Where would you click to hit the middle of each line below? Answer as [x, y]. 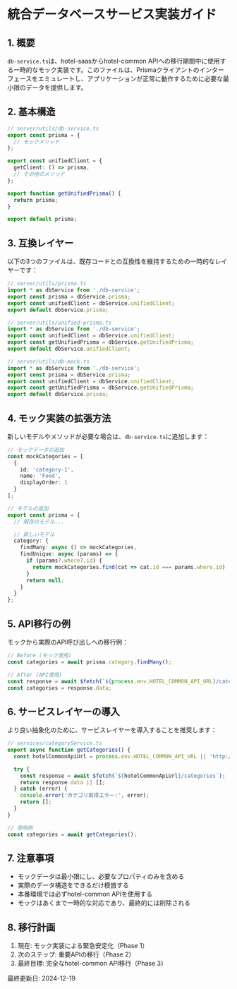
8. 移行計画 [31, 927]
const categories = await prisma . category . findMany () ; [90, 662]
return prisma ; [36, 200]
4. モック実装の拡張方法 [59, 418]
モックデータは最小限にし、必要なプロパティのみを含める [101, 877]
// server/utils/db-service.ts [53, 128]
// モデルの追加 [28, 508]
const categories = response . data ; [60, 688]
